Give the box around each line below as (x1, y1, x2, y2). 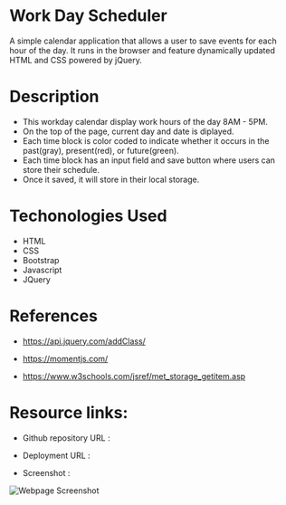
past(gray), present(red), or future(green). (22, 145, 179, 156)
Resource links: (9, 402, 129, 423)
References (9, 306, 98, 326)
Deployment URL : (22, 450, 91, 461)
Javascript (22, 264, 62, 275)
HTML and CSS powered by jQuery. (9, 54, 142, 65)
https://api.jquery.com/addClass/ (22, 336, 147, 347)
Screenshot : (22, 467, 71, 478)
